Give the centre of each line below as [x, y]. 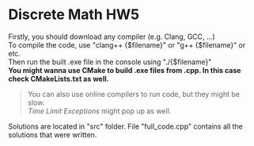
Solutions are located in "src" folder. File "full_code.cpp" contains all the [125, 126]
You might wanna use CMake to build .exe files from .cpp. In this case [125, 70]
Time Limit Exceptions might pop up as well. [99, 111]
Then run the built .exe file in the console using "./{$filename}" [110, 62]
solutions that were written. [53, 134]
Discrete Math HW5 [74, 15]
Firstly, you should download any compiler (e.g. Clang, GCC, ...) [112, 36]
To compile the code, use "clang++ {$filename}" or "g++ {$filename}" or [127, 44]
